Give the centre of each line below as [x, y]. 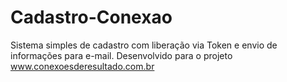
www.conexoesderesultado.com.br [82, 66]
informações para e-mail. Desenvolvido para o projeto [121, 55]
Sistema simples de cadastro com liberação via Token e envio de [144, 45]
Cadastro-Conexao [91, 17]
